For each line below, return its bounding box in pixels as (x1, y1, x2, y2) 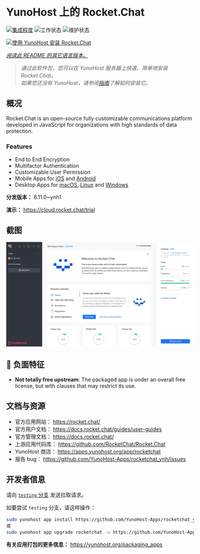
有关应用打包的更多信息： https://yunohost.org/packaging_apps (6, 541, 162, 548)
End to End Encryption (14, 156, 70, 163)
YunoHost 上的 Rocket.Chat (6, 5, 145, 19)
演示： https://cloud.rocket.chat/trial (6, 207, 95, 214)
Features (6, 142, 33, 150)
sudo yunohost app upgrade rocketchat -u (6, 530, 111, 535)
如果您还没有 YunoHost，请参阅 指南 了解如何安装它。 (20, 79, 151, 87)
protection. (6, 127, 33, 134)
